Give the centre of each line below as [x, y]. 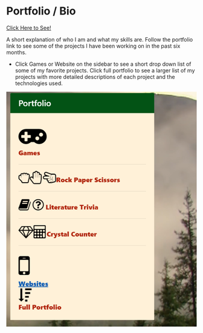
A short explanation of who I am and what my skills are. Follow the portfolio [100, 39]
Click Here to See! [29, 28]
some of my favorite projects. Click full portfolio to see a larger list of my [105, 70]
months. [17, 52]
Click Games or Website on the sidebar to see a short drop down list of [103, 64]
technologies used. [39, 83]
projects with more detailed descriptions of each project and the [95, 77]
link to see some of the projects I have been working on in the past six [93, 46]
